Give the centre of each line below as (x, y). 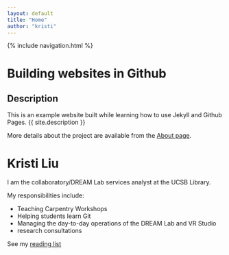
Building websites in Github (87, 73)
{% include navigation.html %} (50, 46)
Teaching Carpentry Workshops (62, 209)
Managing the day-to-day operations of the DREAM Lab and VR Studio (117, 223)
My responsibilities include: (46, 195)
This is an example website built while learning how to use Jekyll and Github (115, 115)
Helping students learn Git (54, 216)
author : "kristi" (32, 26)
